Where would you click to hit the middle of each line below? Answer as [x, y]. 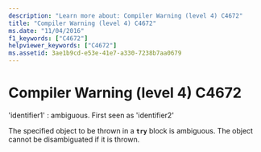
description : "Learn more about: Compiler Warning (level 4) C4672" [126, 16]
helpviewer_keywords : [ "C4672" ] [62, 46]
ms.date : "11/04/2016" [46, 31]
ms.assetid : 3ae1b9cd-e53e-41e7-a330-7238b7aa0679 [95, 53]
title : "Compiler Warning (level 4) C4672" [83, 23]
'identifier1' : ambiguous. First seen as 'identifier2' [91, 115]
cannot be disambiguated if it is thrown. [74, 139]
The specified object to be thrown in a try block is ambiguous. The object [131, 130]
